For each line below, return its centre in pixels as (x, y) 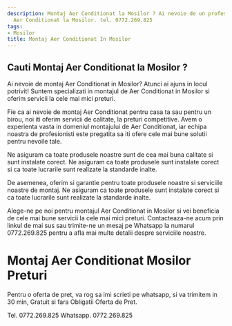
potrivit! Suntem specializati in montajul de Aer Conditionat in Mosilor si (108, 91)
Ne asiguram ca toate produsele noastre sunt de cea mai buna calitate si (110, 154)
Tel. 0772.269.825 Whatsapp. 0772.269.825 (70, 315)
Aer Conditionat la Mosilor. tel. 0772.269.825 (83, 20)
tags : (15, 26)
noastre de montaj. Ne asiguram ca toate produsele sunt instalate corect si (113, 190)
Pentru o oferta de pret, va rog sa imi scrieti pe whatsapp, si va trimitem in (112, 294)
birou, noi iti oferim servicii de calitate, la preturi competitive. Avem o (105, 119)
